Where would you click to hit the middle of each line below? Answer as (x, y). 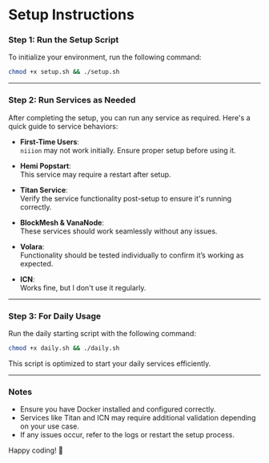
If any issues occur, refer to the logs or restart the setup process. (127, 435)
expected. (36, 263)
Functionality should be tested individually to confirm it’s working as (132, 255)
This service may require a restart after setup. (95, 174)
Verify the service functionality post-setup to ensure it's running (126, 198)
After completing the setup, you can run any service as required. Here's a (129, 117)
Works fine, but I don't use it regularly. (83, 287)
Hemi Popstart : (46, 165)
